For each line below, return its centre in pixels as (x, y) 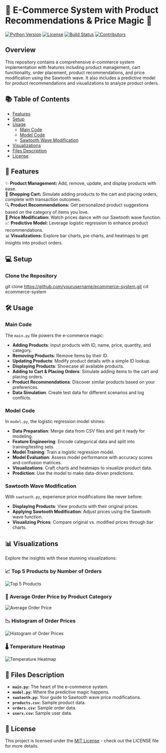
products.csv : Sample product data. (49, 703)
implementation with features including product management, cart (73, 67)
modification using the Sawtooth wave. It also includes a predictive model (80, 78)
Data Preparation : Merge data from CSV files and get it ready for (79, 431)
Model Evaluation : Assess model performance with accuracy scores (82, 457)
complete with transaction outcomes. (43, 199)
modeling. (23, 437)
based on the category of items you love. (47, 212)
